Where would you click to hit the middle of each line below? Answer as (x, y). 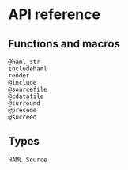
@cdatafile (26, 96)
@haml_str (24, 62)
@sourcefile (28, 89)
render (19, 76)
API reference (55, 15)
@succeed (23, 117)
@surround (24, 104)
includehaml (28, 69)
